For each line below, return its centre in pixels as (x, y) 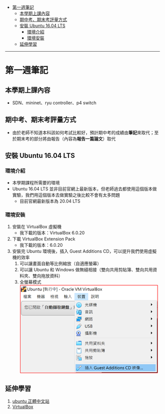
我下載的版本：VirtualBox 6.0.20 (52, 233)
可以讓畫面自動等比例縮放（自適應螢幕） (60, 263)
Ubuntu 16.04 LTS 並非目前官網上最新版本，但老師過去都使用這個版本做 (84, 189)
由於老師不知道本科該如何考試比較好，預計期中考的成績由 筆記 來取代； (83, 132)
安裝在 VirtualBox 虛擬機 (37, 226)
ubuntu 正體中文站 (31, 401)
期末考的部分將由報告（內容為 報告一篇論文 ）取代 (66, 139)
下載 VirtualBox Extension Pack (44, 239)
